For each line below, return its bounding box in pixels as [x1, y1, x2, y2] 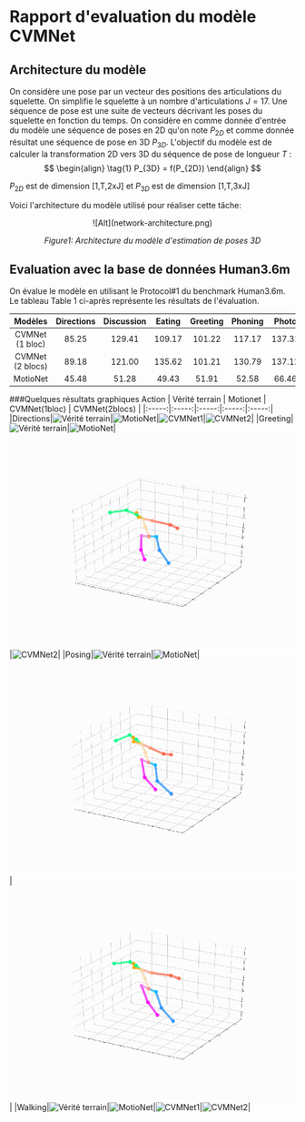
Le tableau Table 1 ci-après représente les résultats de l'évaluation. [9, 296, 260, 307]
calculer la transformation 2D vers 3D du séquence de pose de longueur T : [9, 148, 292, 159]
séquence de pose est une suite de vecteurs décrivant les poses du [9, 106, 263, 116]
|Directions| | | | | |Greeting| [9, 412, 294, 424]
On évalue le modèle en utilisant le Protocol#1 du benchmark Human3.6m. [9, 286, 286, 297]
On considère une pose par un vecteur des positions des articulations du [9, 86, 281, 96]
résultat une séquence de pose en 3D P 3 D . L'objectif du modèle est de [9, 136, 272, 149]
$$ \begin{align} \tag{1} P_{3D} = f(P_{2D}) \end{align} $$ [44, 162, 261, 174]
